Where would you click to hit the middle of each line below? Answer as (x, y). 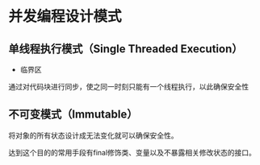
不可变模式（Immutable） (73, 115)
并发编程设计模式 (65, 16)
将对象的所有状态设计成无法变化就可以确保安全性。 (93, 135)
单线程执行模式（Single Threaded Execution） (126, 49)
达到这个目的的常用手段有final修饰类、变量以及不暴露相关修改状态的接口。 (132, 152)
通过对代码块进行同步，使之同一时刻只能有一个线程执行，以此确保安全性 (128, 87)
